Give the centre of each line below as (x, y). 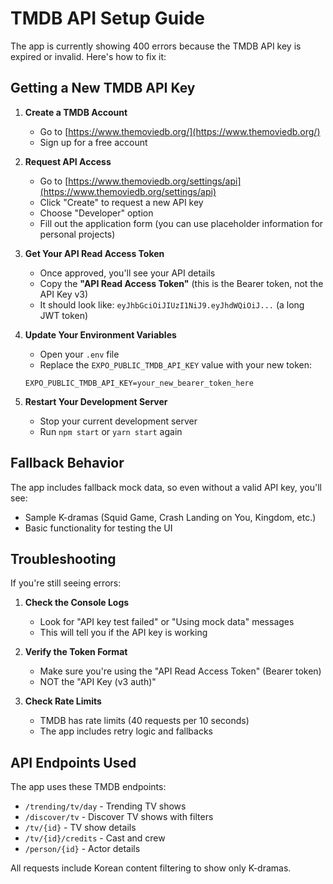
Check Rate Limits (63, 701)
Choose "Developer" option (96, 213)
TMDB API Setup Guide (108, 18)
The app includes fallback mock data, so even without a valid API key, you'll (166, 487)
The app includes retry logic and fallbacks (126, 731)
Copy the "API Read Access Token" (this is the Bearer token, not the (181, 283)
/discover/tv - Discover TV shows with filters (119, 817)
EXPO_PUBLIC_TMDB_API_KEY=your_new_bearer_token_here (139, 383)
